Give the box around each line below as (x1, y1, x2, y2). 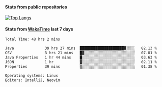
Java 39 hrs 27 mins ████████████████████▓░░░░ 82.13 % (5, 46, 157, 51)
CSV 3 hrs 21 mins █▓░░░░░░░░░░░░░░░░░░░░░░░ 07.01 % (5, 51, 157, 56)
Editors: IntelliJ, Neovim (5, 78, 60, 83)
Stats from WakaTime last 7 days (5, 26, 74, 32)
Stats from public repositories (5, 4, 67, 10)
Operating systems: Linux (5, 73, 58, 78)
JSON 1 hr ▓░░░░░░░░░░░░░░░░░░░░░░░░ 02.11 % (5, 59, 157, 64)
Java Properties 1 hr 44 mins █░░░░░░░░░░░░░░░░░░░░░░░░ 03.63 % (5, 55, 157, 60)
